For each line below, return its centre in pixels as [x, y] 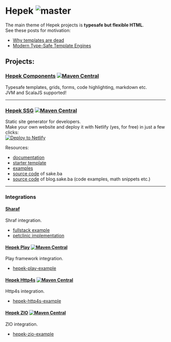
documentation [28, 157]
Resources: [17, 147]
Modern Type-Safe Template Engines [52, 45]
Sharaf [13, 209]
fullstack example [31, 230]
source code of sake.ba [37, 173]
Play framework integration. [34, 259]
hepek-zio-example [33, 334]
